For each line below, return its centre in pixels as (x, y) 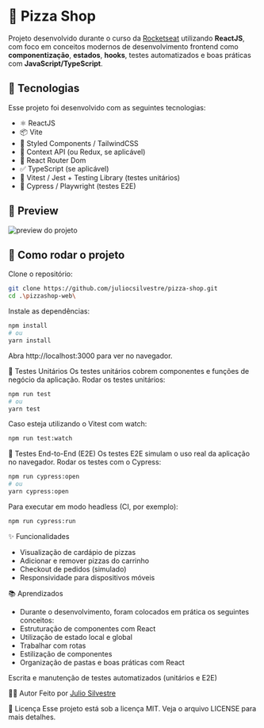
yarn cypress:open (38, 491)
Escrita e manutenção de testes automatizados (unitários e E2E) (113, 677)
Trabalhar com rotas (53, 645)
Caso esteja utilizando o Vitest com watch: (78, 424)
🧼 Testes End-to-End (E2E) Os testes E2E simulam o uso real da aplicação (129, 454)
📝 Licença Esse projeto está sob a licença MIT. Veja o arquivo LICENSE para (132, 708)
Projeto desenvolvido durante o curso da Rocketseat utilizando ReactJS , (126, 38)
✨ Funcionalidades (39, 536)
